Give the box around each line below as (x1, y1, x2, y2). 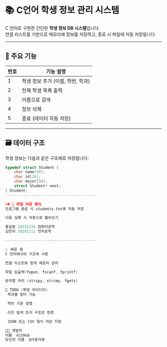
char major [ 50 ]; (14, 179, 48, 184)
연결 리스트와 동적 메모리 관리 (5, 260, 59, 265)
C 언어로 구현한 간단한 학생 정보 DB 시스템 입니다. (5, 25, 100, 31)
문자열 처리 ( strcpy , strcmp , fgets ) (5, 278, 78, 284)
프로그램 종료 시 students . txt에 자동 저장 (5, 206, 84, 212)
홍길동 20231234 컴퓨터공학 (5, 225, 55, 230)
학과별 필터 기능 (7, 292, 36, 297)
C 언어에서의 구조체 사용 (5, 251, 49, 256)
